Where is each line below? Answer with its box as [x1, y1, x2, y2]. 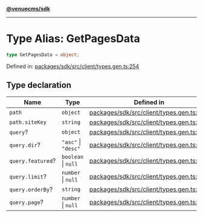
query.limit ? [9, 172, 47, 180]
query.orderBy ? [9, 185, 53, 193]
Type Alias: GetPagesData [6, 32, 140, 46]
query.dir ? [9, 140, 40, 149]
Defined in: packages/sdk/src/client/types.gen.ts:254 [6, 63, 140, 70]
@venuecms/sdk [6, 5, 50, 12]
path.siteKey [9, 119, 47, 125]
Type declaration [6, 80, 71, 90]
